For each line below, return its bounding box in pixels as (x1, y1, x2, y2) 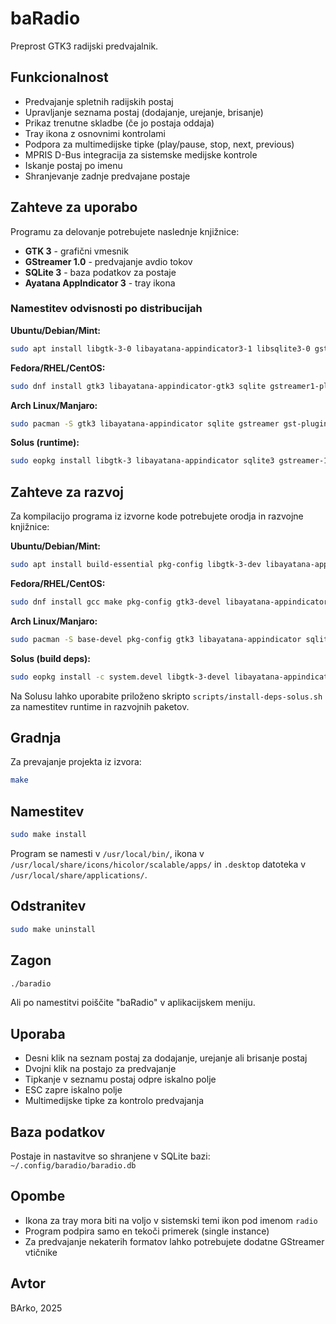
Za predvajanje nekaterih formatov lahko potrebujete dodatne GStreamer (24, 1235, 325, 1247)
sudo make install (10, 830, 87, 840)
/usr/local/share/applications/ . (10, 869, 148, 881)
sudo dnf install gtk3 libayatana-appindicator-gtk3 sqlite (10, 381, 267, 391)
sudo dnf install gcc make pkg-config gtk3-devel (10, 597, 222, 607)
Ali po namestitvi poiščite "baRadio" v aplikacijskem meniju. (10, 997, 256, 1009)
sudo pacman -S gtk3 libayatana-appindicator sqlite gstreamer (10, 418, 280, 429)
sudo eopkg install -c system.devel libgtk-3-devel (10, 672, 230, 682)
